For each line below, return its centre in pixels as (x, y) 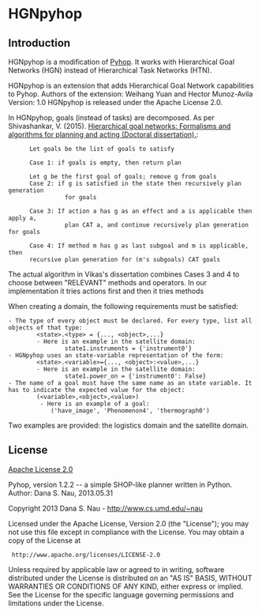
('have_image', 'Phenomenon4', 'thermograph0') (130, 411)
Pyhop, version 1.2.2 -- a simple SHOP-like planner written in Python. (120, 484)
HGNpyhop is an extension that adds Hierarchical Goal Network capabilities (131, 85)
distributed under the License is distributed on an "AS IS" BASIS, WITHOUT (130, 578)
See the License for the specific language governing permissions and (121, 594)
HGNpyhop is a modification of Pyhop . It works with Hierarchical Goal (122, 62)
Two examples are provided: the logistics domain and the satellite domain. (129, 425)
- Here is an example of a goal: (95, 404)
